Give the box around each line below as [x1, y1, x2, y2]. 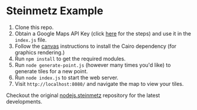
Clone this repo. [14, 24, 54, 31]
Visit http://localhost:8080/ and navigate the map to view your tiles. [14, 80, 184, 87]
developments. [6, 98, 43, 105]
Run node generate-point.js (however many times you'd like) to [14, 61, 171, 69]
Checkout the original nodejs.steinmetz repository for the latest [6, 92, 160, 99]
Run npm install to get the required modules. [14, 55, 126, 62]
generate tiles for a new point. [14, 67, 88, 75]
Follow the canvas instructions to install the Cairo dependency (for [14, 43, 177, 50]
